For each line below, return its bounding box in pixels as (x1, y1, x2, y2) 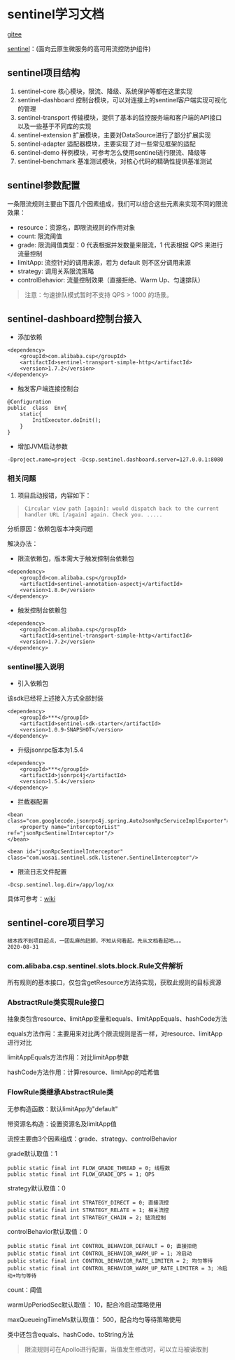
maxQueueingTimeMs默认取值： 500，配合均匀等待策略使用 (7, 1315, 182, 1324)
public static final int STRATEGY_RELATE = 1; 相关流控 (7, 1207, 169, 1214)
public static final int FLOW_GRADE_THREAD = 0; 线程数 (7, 1165, 171, 1172)
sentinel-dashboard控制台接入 (7, 312, 142, 324)
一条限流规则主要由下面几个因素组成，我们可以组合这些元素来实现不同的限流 (7, 199, 228, 207)
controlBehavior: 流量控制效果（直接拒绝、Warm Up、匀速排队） (17, 275, 204, 284)
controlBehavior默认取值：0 (7, 1227, 88, 1235)
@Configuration (7, 399, 52, 406)
